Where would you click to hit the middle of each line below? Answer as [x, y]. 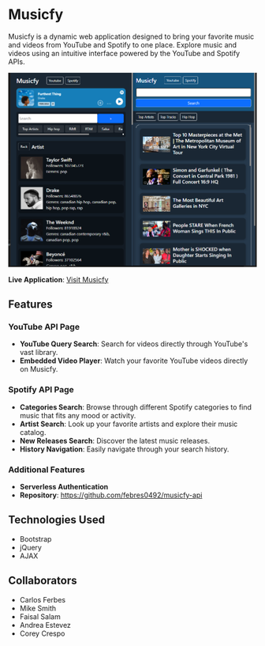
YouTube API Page [44, 327]
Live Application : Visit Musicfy [58, 279]
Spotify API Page [41, 390]
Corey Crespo [42, 633]
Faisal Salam [40, 616]
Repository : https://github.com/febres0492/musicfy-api [111, 495]
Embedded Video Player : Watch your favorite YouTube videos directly [134, 361]
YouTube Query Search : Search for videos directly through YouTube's [134, 344]
